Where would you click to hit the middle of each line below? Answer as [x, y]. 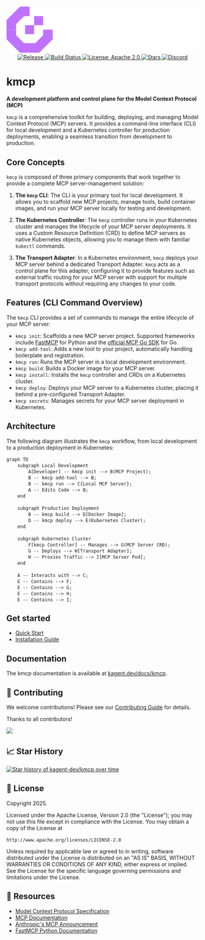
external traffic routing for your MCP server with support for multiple [101, 277]
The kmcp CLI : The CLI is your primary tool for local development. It [99, 195]
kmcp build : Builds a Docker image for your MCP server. [85, 368]
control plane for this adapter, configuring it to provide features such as [105, 271]
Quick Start [29, 633]
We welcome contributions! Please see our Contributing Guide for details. [99, 708]
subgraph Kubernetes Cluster [54, 539]
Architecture [31, 426]
